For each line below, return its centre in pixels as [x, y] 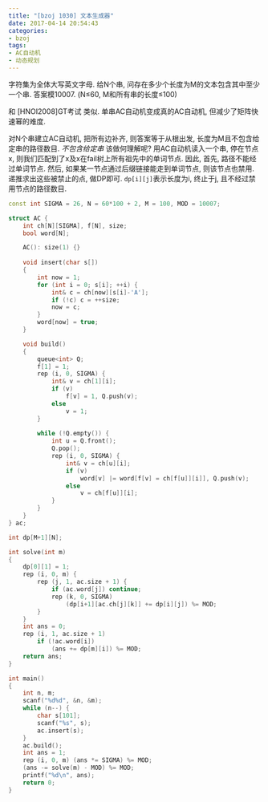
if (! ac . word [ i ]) [66, 642]
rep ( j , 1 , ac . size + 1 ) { [82, 582]
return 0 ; [39, 783]
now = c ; [66, 307]
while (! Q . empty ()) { [73, 434]
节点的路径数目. [41, 188]
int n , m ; [39, 693]
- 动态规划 [24, 61]
